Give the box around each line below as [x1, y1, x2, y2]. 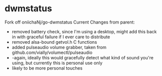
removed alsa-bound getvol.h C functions [11, 39, 97, 45]
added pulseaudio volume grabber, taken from [11, 44, 107, 50]
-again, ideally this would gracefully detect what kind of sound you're [11, 54, 154, 60]
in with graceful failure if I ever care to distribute [11, 34, 110, 40]
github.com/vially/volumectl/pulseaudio [11, 50, 93, 55]
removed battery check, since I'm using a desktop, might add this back [11, 28, 157, 34]
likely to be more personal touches [11, 65, 83, 71]
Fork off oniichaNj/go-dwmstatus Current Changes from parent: [4, 19, 135, 25]
